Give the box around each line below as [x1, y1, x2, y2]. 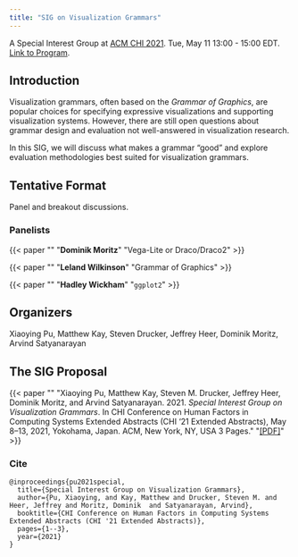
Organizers [9, 305, 73, 320]
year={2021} [17, 533, 62, 542]
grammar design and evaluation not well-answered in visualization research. [9, 125, 290, 136]
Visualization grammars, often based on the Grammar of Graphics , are [9, 97, 269, 107]
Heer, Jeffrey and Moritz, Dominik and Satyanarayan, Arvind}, [9, 502, 253, 511]
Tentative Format [9, 178, 107, 193]
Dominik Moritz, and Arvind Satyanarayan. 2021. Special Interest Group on [9, 397, 283, 408]
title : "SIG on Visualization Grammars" [9, 13, 162, 22]
